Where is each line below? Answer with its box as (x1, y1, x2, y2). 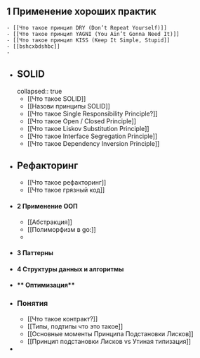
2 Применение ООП (16, 202, 78, 211)
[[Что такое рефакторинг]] (27, 178, 107, 187)
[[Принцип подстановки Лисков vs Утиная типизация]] (27, 337, 191, 345)
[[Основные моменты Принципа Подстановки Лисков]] (27, 329, 194, 338)
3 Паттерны (16, 249, 54, 257)
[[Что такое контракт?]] (27, 314, 98, 323)
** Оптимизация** (16, 281, 75, 290)
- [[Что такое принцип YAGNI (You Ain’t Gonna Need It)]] (6, 30, 180, 37)
